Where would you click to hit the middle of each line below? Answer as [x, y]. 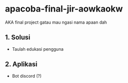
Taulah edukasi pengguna [38, 49]
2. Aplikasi [21, 64]
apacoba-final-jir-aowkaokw [64, 9]
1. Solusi [18, 37]
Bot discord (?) [27, 76]
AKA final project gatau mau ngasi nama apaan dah [56, 22]
